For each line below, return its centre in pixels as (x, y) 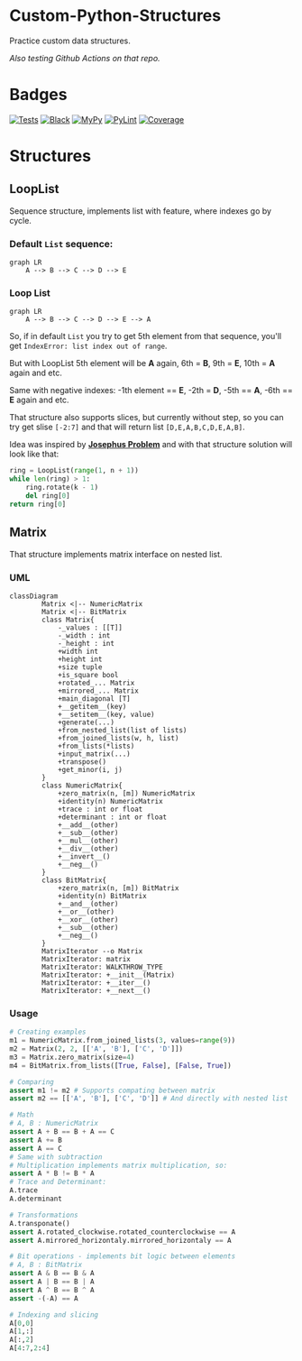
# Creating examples (48, 1032)
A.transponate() (40, 1223)
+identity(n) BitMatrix (102, 896)
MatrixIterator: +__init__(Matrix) (109, 975)
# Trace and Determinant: (58, 1182)
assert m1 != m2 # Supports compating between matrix (113, 1090)
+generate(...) (86, 722)
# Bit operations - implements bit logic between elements (123, 1256)
